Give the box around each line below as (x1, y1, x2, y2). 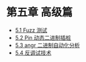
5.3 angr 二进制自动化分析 (15, 42, 80, 49)
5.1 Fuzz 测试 (15, 26, 47, 34)
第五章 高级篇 (6, 5, 73, 19)
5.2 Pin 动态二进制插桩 (15, 34, 71, 41)
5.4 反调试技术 (15, 49, 51, 56)
